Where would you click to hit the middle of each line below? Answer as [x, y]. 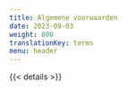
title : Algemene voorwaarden [63, 18]
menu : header [34, 51]
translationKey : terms [51, 43]
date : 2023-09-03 [42, 26]
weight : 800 [31, 34]
